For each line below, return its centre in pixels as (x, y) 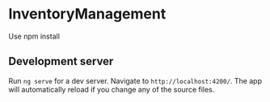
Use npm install (34, 36)
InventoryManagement (87, 14)
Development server (61, 61)
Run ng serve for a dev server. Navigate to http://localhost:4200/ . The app (135, 80)
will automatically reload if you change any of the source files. (112, 89)
